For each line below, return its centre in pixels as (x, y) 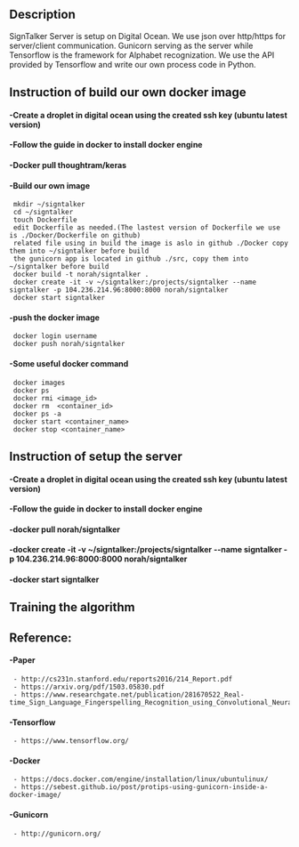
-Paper (22, 660)
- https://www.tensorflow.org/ (71, 741)
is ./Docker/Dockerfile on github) (75, 236)
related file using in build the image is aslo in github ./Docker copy (151, 244)
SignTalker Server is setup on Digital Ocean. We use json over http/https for (148, 36)
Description (42, 15)
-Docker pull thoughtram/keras (68, 165)
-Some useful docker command (69, 363)
